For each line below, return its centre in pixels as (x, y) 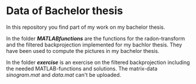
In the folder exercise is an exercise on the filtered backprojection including (98, 62)
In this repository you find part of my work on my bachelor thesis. (86, 27)
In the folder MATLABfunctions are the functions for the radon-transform (96, 38)
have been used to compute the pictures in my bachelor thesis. (83, 51)
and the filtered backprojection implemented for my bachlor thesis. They (94, 45)
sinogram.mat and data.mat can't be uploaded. (64, 75)
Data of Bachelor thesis (65, 11)
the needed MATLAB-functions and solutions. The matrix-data (82, 68)
